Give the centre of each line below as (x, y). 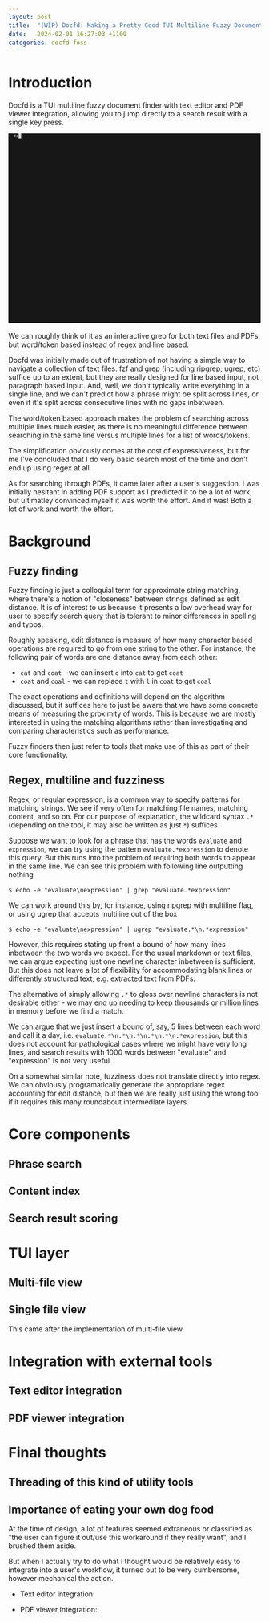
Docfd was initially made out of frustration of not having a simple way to (127, 360)
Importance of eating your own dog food (111, 1509)
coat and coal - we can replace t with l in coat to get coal (116, 681)
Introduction (50, 83)
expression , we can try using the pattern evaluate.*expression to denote (128, 849)
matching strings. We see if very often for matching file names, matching (128, 808)
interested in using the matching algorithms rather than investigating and (128, 722)
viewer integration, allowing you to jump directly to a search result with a (128, 114)
